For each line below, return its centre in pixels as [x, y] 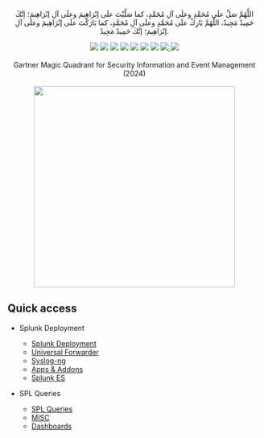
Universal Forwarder [65, 352]
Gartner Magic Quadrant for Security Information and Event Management [134, 65]
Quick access [42, 309]
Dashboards [52, 426]
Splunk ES [48, 378]
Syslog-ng [48, 361]
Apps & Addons [57, 369]
